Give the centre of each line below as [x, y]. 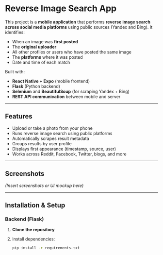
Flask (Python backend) [36, 86]
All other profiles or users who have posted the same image [72, 52]
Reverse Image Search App [61, 8]
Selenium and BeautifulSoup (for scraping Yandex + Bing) [71, 91]
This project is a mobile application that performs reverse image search [78, 22]
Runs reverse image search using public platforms [62, 133]
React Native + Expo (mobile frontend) [51, 81]
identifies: [15, 32]
